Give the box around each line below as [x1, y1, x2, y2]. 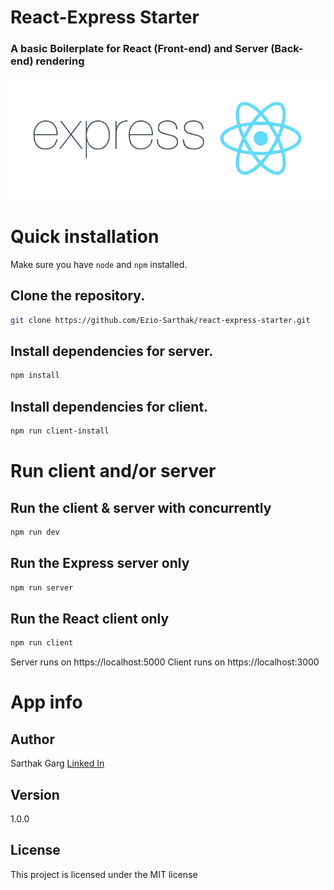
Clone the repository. [10, 287, 146, 305]
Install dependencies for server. [10, 343, 214, 360]
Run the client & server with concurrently [10, 499, 272, 516]
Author [10, 731, 55, 748]
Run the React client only [10, 610, 170, 627]
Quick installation [10, 226, 160, 248]
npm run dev [10, 527, 60, 538]
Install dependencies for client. [10, 398, 209, 415]
